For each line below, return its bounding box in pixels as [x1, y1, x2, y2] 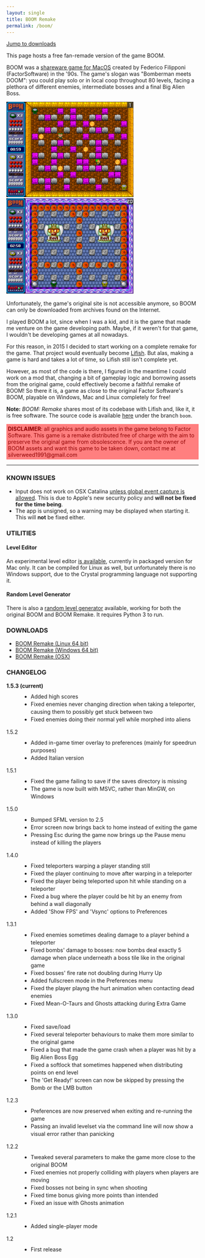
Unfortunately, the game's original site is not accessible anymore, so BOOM [6, 300, 196, 307]
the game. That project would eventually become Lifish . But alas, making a [6, 350, 193, 357]
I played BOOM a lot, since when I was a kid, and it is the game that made [6, 318, 191, 326]
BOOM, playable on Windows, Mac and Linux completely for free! [6, 394, 171, 401]
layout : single [6, 10, 45, 16]
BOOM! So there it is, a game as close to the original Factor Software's [6, 387, 184, 395]
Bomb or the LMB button [30, 1084, 93, 1091]
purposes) [30, 746, 57, 753]
